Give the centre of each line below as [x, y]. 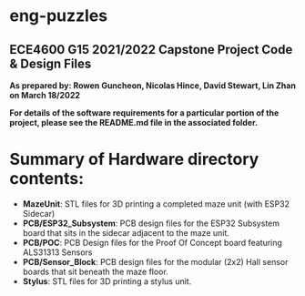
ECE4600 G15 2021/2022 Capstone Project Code [151, 50]
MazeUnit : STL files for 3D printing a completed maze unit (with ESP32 [156, 204]
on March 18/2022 [45, 95]
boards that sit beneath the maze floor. [95, 271]
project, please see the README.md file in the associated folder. [133, 122]
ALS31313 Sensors [57, 252]
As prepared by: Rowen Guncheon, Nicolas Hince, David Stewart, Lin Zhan [152, 86]
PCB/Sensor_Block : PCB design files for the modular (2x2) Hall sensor [155, 261]
